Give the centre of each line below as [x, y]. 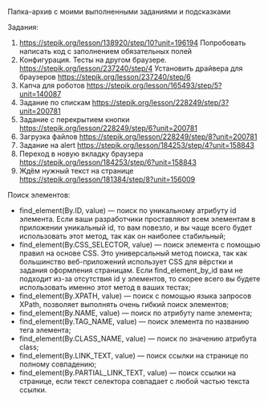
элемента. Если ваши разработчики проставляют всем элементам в [137, 219]
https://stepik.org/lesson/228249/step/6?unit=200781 [108, 128]
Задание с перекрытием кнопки [74, 119]
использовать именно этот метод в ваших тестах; [105, 287]
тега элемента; [45, 330]
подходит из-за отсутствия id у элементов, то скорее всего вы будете [140, 279]
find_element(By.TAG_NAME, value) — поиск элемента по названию [134, 321]
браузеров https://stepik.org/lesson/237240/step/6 [105, 77]
